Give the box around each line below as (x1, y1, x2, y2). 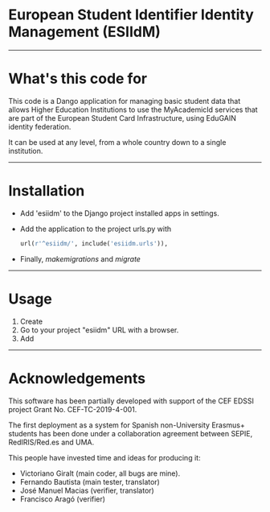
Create (19, 316, 43, 326)
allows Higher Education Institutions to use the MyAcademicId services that (8, 105, 259, 114)
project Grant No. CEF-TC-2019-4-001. (8, 404, 137, 414)
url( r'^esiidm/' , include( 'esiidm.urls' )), (19, 239, 169, 247)
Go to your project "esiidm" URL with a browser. (19, 324, 179, 335)
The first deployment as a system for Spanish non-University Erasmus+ (8, 420, 245, 430)
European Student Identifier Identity (8, 6, 255, 24)
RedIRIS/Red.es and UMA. (8, 437, 95, 447)
